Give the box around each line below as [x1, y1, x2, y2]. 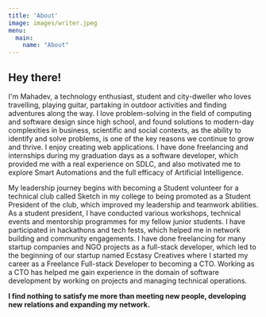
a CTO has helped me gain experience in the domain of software [8, 267, 220, 276]
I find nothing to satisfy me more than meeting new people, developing [8, 291, 246, 300]
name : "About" [22, 41, 69, 49]
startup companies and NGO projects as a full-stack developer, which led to [8, 242, 256, 251]
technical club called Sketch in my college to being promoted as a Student [8, 191, 252, 201]
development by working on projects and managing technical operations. [8, 276, 248, 285]
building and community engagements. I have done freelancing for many [8, 234, 246, 243]
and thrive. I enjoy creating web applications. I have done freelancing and [8, 142, 249, 152]
